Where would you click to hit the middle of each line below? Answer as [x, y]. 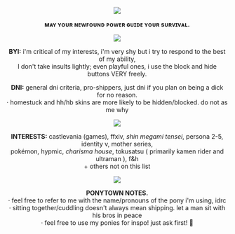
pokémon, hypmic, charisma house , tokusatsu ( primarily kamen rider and [117, 151]
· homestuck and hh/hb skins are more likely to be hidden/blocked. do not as [117, 102]
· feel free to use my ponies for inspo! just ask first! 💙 [117, 223]
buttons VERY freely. [117, 74]
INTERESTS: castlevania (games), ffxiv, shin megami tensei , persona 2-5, [117, 136]
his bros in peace [117, 215]
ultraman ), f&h [117, 159]
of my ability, [117, 59]
